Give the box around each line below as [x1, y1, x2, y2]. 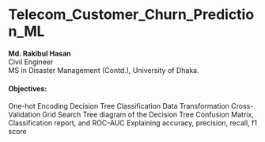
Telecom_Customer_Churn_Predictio [8, 6, 255, 24]
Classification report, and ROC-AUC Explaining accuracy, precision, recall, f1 [8, 118, 257, 128]
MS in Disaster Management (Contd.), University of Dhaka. [8, 65, 199, 75]
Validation [8, 109, 41, 120]
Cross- [230, 102, 254, 111]
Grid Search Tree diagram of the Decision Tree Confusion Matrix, [42, 109, 255, 120]
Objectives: [8, 83, 47, 93]
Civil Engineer [8, 57, 54, 67]
